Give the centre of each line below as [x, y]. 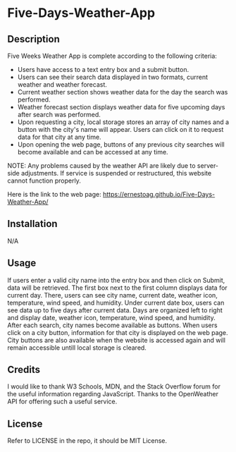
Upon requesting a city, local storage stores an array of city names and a [123, 122]
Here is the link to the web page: [55, 194]
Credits [24, 370]
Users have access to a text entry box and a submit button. [103, 69]
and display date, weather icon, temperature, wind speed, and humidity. [112, 317]
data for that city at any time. [59, 137]
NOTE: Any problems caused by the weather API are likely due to [101, 166]
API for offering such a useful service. [62, 402]
